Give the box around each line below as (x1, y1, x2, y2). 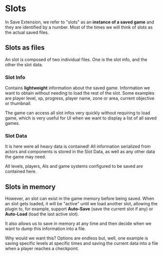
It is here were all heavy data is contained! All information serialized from (5, 143, 151, 149)
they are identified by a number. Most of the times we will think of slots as (5, 24, 153, 30)
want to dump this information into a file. (5, 226, 86, 232)
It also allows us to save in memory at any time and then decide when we (5, 220, 152, 227)
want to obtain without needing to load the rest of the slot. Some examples (5, 90, 155, 96)
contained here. (5, 169, 37, 175)
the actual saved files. (5, 29, 49, 35)
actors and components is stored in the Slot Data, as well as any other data (5, 149, 155, 155)
